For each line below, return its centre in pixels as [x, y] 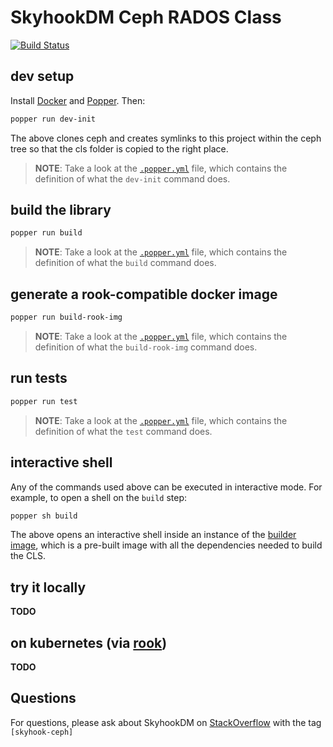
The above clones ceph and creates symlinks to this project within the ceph [166, 138]
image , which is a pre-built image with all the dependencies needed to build [166, 545]
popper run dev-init [53, 119]
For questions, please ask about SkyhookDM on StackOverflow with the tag [166, 722]
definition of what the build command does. [125, 263]
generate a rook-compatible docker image [144, 294]
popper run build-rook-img [66, 317]
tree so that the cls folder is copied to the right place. [119, 148]
